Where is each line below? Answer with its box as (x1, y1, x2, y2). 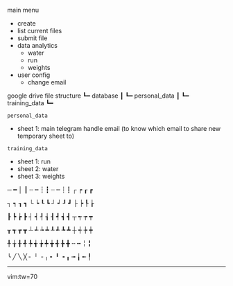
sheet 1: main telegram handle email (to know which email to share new (17, 125, 221, 132)
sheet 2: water (17, 165, 59, 172)
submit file (17, 34, 48, 42)
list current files (17, 27, 62, 35)
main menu (7, 6, 40, 14)
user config (17, 71, 51, 79)
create (17, 19, 36, 27)
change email (27, 78, 67, 86)
